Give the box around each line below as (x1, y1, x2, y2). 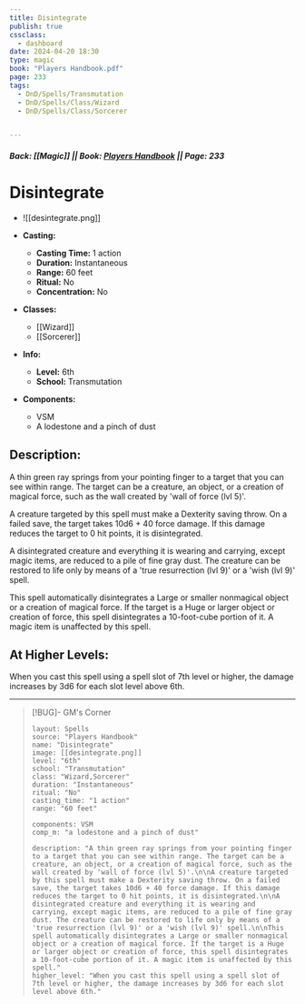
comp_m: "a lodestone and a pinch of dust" (31, 828, 200, 838)
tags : (9, 81, 30, 90)
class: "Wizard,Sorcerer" (31, 772, 130, 782)
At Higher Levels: (9, 647, 109, 662)
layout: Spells (31, 725, 90, 734)
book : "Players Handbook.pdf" (9, 65, 124, 74)
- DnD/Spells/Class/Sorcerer (17, 106, 128, 115)
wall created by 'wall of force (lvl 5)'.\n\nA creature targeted (31, 868, 289, 878)
